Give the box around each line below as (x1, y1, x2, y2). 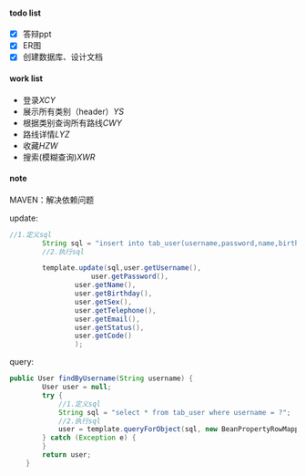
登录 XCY (22, 94, 56, 105)
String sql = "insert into (42, 238, 145, 248)
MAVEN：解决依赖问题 (9, 194, 94, 205)
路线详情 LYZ (22, 129, 70, 140)
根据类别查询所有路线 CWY (22, 117, 123, 128)
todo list (9, 7, 41, 18)
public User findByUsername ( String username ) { (9, 374, 194, 383)
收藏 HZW (22, 140, 58, 150)
